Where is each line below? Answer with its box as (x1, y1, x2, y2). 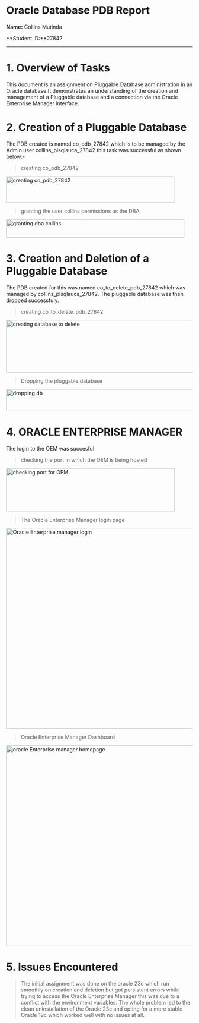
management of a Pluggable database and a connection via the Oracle (6, 93, 178, 100)
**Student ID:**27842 (6, 34, 63, 42)
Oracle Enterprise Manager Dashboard (20, 734, 115, 741)
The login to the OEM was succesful (6, 445, 95, 452)
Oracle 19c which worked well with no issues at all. (20, 1011, 145, 1018)
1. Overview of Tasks (6, 61, 111, 75)
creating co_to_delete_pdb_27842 (20, 308, 104, 315)
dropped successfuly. (6, 297, 59, 304)
